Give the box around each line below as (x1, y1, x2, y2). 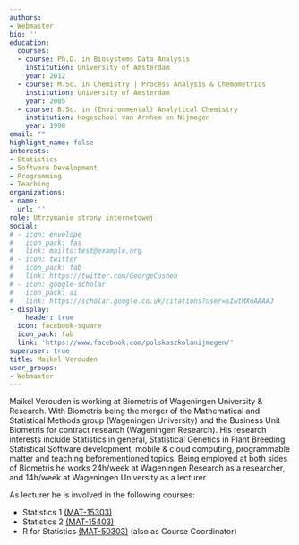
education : (9, 38, 50, 48)
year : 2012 (25, 72, 66, 81)
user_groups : (9, 363, 58, 372)
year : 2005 (25, 96, 66, 106)
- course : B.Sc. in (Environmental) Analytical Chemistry (17, 105, 239, 114)
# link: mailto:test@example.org (9, 247, 142, 255)
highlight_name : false (9, 138, 94, 147)
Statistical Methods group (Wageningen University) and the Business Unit (9, 415, 280, 426)
